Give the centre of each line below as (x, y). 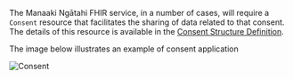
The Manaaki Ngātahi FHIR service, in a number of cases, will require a (139, 13)
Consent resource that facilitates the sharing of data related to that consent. (147, 22)
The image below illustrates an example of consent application (124, 49)
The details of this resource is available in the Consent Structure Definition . (147, 32)
